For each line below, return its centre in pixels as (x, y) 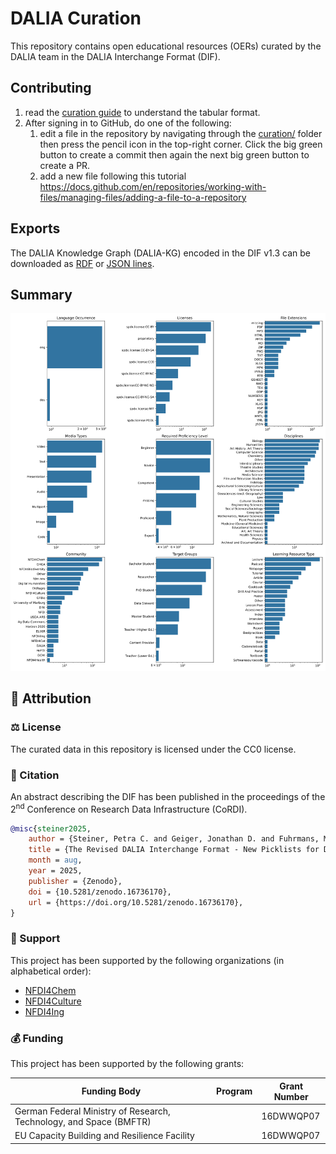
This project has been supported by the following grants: (127, 1064)
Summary (41, 294)
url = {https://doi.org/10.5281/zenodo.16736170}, (136, 902)
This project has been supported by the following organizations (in (147, 960)
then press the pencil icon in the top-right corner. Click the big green (181, 144)
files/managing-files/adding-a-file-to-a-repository (143, 197)
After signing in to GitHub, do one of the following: (128, 123)
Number (291, 1096)
